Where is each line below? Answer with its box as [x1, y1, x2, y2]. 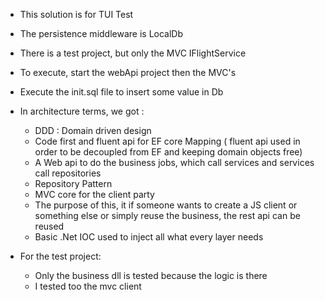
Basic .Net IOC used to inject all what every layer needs [34, 231, 264, 243]
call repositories [34, 167, 102, 179]
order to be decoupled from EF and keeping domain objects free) [34, 146, 303, 158]
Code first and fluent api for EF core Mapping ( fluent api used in [34, 135, 301, 147]
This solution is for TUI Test [19, 9, 134, 20]
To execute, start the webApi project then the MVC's [19, 67, 237, 78]
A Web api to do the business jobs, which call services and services [34, 157, 315, 168]
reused [34, 220, 65, 232]
